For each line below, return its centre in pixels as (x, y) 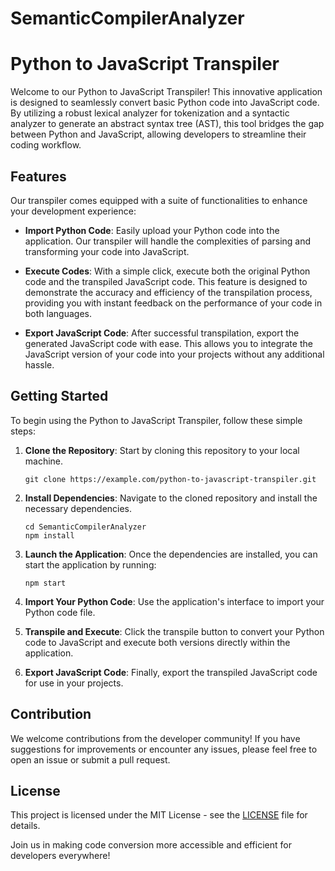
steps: (23, 431)
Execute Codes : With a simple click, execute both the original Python (167, 271)
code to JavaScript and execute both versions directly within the (157, 642)
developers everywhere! (60, 856)
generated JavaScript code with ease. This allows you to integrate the (168, 343)
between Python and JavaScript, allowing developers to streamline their (158, 134)
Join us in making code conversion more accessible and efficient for (151, 845)
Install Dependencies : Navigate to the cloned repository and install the (171, 498)
